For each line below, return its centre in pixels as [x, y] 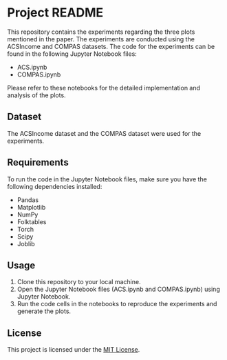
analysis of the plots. [37, 95]
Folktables [32, 221]
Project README [55, 13]
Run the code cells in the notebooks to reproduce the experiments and [117, 304]
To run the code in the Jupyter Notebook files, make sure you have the [107, 179]
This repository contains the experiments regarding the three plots [101, 32]
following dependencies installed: [55, 186]
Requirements [38, 162]
